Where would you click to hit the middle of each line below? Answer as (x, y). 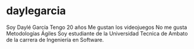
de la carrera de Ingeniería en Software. (55, 40)
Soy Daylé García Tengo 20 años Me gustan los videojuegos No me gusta (97, 27)
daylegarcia (36, 11)
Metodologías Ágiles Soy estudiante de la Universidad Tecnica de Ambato (97, 33)
